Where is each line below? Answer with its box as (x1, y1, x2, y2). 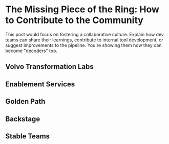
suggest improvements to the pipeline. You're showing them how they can (5, 42, 162, 48)
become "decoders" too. (5, 47, 58, 54)
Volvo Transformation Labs (5, 62, 94, 71)
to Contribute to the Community (5, 14, 143, 26)
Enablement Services (5, 80, 75, 88)
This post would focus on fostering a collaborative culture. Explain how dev (5, 31, 164, 37)
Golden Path (5, 97, 46, 106)
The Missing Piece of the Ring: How (5, 4, 160, 15)
